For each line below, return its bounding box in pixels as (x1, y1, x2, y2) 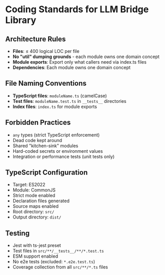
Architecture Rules (5, 35, 66, 43)
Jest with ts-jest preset (12, 242, 61, 249)
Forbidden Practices (5, 118, 71, 127)
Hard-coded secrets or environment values (12, 148, 103, 154)
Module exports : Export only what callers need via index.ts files (12, 59, 147, 65)
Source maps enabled (12, 203, 59, 209)
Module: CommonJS (12, 187, 56, 193)
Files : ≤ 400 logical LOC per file (12, 48, 80, 54)
